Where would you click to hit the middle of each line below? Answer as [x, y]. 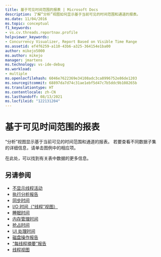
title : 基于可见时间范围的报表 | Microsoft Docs [52, 10]
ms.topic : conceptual [27, 23]
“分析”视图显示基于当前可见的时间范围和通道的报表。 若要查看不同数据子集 [81, 142]
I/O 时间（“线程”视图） [35, 206]
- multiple [16, 74]
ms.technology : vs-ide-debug [35, 64]
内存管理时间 [25, 219]
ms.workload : [18, 69]
